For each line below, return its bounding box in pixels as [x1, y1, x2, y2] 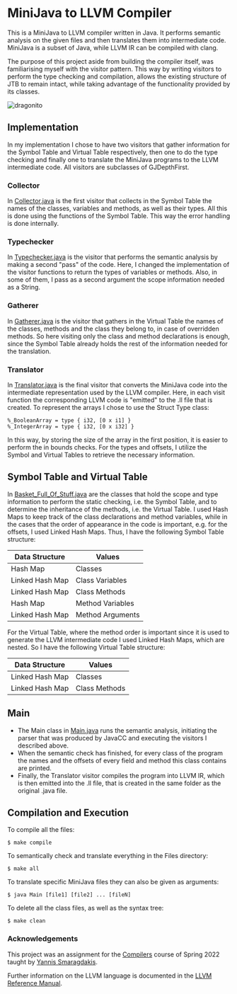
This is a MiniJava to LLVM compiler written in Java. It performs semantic [7, 28, 221, 37]
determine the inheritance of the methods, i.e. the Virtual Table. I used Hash [7, 505, 229, 513]
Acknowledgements [7, 934, 79, 944]
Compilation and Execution [7, 806, 129, 818]
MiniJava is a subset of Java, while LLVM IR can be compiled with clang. [7, 43, 219, 52]
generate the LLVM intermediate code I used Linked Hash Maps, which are [7, 635, 225, 644]
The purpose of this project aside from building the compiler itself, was [7, 57, 214, 65]
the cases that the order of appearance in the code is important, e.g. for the [7, 520, 228, 528]
